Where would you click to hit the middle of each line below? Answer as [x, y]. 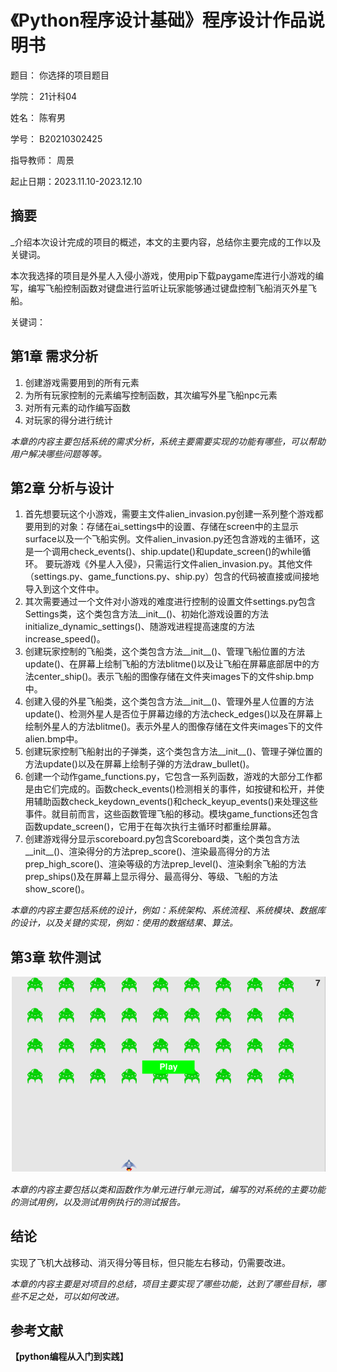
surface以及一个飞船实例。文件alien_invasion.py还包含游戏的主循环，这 [172, 539]
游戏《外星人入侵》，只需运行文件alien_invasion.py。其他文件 [187, 564]
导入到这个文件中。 [64, 589]
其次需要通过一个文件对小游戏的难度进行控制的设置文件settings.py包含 [170, 602]
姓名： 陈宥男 [38, 117]
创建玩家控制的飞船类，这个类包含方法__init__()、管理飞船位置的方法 [165, 652]
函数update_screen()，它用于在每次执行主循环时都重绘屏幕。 [150, 827]
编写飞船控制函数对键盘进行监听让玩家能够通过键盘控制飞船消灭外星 [167, 288]
